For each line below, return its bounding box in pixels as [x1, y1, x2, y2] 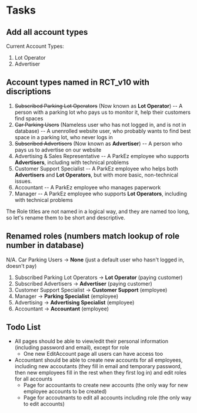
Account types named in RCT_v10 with [6, 77, 150, 87]
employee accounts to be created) [23, 388, 107, 395]
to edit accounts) [23, 401, 65, 408]
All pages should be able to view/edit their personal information [14, 337, 169, 345]
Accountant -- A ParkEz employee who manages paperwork [14, 183, 161, 191]
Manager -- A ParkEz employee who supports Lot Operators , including [14, 190, 187, 197]
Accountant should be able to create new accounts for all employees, [14, 356, 183, 363]
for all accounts [14, 375, 53, 382]
